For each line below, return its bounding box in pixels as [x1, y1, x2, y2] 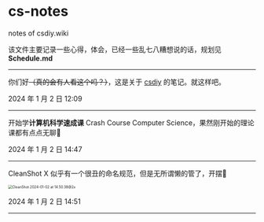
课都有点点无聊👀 [8, 128, 61, 137]
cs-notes [8, 2, 69, 20]
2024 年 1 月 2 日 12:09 [8, 94, 82, 103]
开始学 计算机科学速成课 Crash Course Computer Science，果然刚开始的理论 [8, 117, 255, 128]
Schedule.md [8, 54, 53, 63]
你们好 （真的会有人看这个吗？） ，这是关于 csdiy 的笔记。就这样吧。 [8, 77, 226, 87]
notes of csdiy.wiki [8, 28, 69, 38]
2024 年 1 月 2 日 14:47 [8, 144, 82, 154]
